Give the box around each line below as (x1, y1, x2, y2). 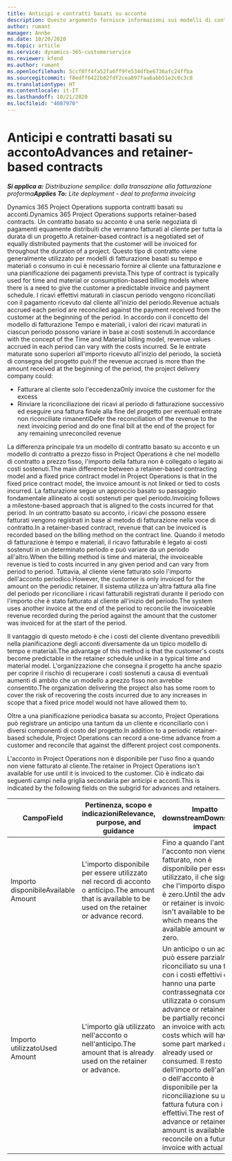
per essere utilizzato (81, 868, 148, 878)
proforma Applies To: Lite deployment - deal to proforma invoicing (7, 189, 196, 198)
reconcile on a (162, 1134, 209, 1144)
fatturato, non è (162, 855, 213, 865)
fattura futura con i (162, 1099, 223, 1109)
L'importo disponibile (81, 859, 150, 869)
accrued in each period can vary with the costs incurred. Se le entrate (7, 342, 206, 350)
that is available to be (81, 894, 151, 903)
